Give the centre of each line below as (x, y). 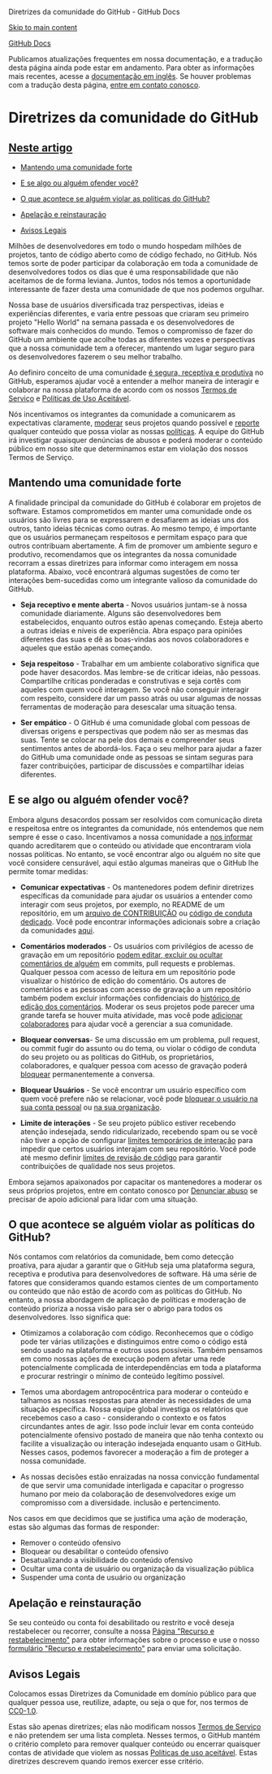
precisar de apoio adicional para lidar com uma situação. (103, 1199)
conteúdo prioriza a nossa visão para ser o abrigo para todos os (116, 1309)
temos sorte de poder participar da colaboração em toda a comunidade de (133, 263)
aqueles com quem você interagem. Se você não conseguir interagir (134, 689)
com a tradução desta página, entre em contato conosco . (104, 85)
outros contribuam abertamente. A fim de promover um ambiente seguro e (133, 546)
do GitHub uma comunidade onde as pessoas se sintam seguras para (136, 757)
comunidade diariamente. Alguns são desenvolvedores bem (121, 613)
